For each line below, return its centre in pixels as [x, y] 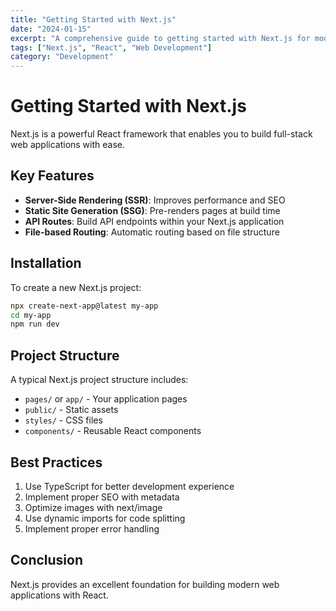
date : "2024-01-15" [51, 29]
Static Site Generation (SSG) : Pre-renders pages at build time [152, 210]
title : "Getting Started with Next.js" [93, 19]
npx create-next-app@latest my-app [84, 306]
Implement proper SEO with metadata [102, 497]
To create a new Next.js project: [76, 287]
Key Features [52, 176]
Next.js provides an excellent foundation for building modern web [145, 584]
